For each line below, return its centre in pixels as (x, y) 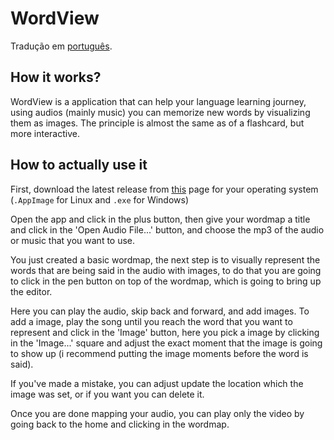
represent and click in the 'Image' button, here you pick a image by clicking (165, 332)
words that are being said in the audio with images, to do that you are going (166, 270)
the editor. (31, 291)
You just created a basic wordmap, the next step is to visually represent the (165, 259)
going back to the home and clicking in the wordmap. (120, 424)
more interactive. (45, 133)
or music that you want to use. (73, 240)
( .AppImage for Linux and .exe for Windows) (100, 199)
